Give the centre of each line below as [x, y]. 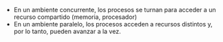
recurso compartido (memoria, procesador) [75, 17]
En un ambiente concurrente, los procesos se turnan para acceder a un [115, 10]
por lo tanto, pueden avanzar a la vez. [67, 31]
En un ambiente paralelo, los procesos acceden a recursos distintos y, [113, 24]
